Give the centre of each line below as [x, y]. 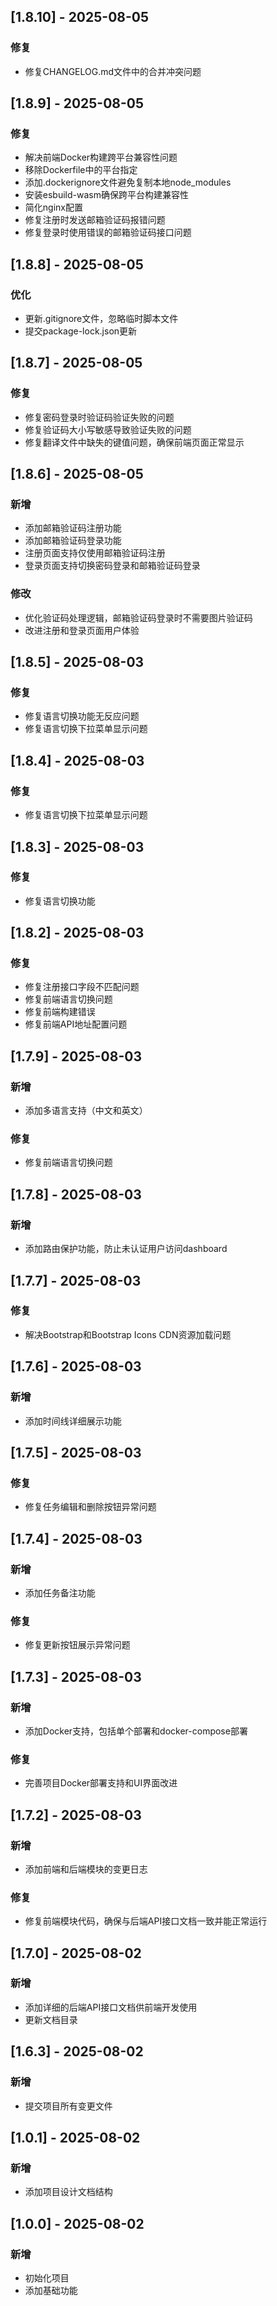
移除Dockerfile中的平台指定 [81, 170]
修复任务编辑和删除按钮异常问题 [90, 1507]
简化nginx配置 [53, 207]
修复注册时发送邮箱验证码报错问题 [95, 220]
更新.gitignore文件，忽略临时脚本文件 [101, 319]
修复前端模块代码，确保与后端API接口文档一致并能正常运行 [146, 1921]
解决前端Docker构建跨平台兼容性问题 [101, 157]
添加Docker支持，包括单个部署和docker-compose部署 [136, 1731]
